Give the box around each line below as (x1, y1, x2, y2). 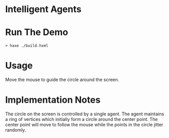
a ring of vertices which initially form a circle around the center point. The (5, 116, 158, 122)
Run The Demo (5, 27, 68, 38)
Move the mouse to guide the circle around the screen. (5, 77, 120, 83)
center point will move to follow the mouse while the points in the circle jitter (5, 122, 163, 127)
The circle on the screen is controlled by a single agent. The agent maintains (5, 111, 164, 117)
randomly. (5, 127, 26, 133)
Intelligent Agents (5, 4, 82, 15)
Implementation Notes (5, 94, 101, 106)
